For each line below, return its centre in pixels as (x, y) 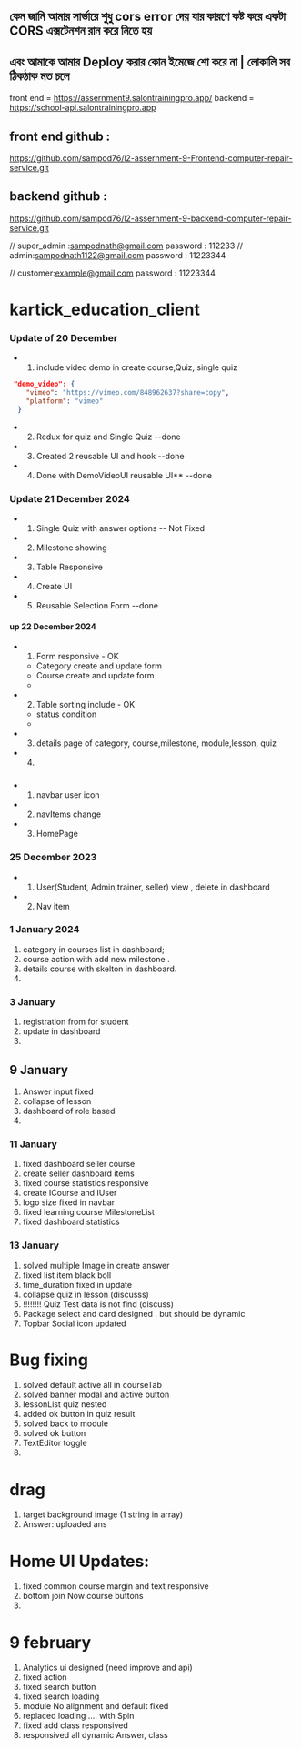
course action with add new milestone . (96, 959)
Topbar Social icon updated (74, 1323)
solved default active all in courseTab (92, 1385)
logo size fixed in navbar (69, 1202)
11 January (33, 1144)
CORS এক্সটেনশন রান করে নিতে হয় (81, 31)
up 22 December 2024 (53, 626)
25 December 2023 (53, 858)
